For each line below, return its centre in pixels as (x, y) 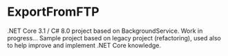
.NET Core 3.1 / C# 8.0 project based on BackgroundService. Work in (105, 31)
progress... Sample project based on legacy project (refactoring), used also (114, 38)
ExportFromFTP (53, 12)
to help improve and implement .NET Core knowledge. (84, 45)
